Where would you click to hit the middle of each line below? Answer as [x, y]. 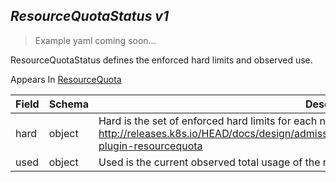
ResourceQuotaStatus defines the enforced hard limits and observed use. [161, 60]
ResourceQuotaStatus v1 [90, 16]
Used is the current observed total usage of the [209, 162]
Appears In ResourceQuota [66, 79]
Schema [68, 104]
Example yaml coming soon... [95, 40]
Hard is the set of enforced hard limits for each [208, 121]
